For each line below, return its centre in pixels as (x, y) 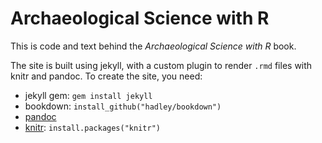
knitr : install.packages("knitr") (92, 127)
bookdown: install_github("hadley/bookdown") (123, 106)
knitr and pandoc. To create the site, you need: (106, 76)
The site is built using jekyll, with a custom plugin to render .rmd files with (161, 65)
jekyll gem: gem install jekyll (88, 95)
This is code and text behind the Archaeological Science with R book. (153, 46)
